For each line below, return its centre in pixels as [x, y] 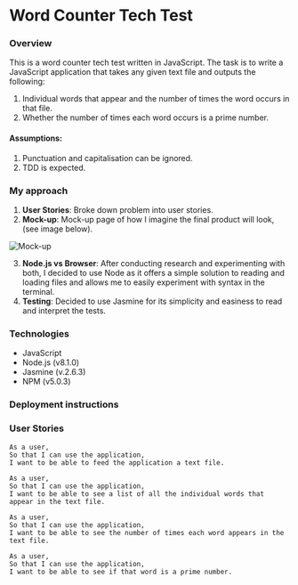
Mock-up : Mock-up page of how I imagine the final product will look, [148, 219]
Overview [31, 44]
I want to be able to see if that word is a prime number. [121, 572]
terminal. [38, 291]
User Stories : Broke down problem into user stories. [117, 209]
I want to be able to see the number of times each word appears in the [147, 532]
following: [27, 82]
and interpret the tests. [64, 310]
